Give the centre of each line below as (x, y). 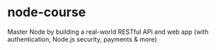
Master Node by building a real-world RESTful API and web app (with (108, 32)
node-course (47, 12)
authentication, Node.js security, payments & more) (82, 39)
